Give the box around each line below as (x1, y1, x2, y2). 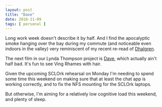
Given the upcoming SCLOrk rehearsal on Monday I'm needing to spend (5, 71, 154, 77)
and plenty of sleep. (5, 96, 47, 102)
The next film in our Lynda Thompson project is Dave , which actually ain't (5, 56, 157, 62)
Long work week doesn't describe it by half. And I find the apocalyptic (5, 35, 150, 41)
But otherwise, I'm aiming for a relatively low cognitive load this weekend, (5, 91, 157, 97)
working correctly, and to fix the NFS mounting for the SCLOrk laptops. (5, 81, 152, 87)
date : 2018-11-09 (5, 17, 42, 22)
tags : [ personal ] (5, 21, 46, 27)
